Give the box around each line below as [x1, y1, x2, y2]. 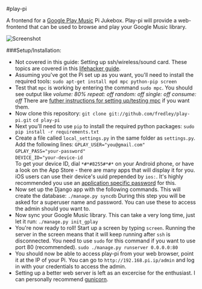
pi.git [14, 117, 32, 123]
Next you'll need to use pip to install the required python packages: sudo [14, 123, 195, 129]
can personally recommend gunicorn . [14, 276, 109, 283]
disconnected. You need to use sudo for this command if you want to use [14, 237, 196, 244]
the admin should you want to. [14, 205, 90, 212]
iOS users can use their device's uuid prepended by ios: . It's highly [14, 173, 184, 180]
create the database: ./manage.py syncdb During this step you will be [14, 192, 186, 199]
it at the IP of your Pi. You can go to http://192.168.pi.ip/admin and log [14, 256, 195, 264]
